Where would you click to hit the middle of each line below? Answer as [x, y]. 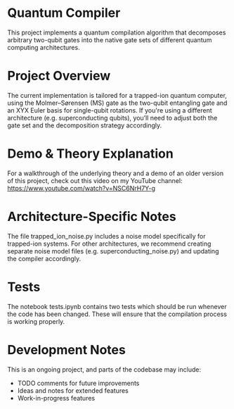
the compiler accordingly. [44, 258]
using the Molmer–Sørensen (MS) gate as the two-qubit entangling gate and [117, 103]
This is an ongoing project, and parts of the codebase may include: [104, 369]
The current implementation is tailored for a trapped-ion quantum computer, [117, 95]
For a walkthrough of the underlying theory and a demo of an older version [115, 173]
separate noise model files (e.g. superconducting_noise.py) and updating [113, 251]
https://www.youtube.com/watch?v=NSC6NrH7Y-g [82, 188]
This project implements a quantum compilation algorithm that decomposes [117, 32]
